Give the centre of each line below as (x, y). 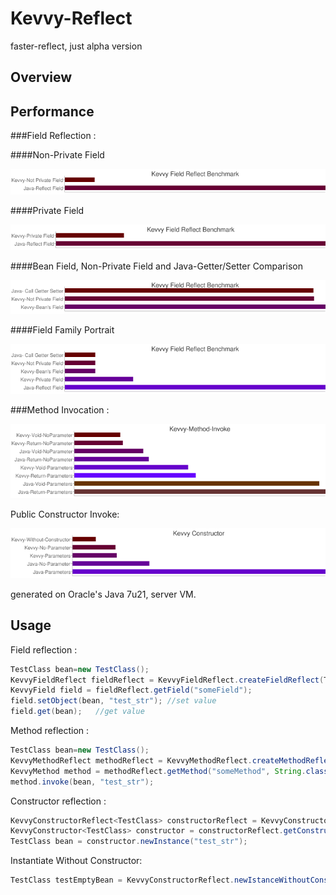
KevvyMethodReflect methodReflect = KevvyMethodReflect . (131, 760)
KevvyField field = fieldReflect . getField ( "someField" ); (131, 690)
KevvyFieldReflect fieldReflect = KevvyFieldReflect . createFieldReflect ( (167, 680)
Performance (52, 111)
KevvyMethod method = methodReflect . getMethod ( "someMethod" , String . (158, 771)
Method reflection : (50, 730)
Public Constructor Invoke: (65, 514)
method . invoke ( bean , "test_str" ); (82, 782)
